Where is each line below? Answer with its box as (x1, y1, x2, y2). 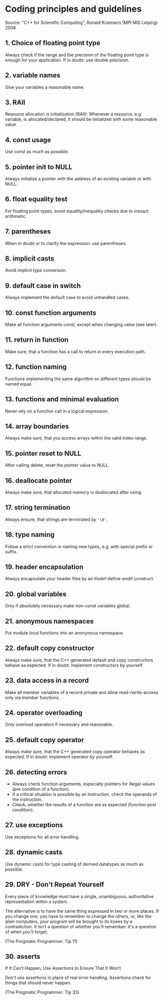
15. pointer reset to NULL (5, 449, 82, 457)
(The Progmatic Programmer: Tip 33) (5, 989, 80, 995)
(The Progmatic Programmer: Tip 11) (5, 938, 78, 944)
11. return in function (5, 336, 69, 344)
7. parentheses (5, 227, 51, 236)
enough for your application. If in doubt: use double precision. (5, 57, 129, 63)
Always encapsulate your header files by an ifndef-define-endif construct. (5, 576, 155, 582)
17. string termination (5, 504, 71, 512)
